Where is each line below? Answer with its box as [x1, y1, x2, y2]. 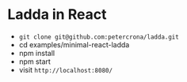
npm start [18, 57, 51, 66]
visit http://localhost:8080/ [18, 65, 113, 74]
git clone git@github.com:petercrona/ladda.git [18, 33, 179, 41]
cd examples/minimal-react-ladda [18, 39, 130, 49]
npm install [18, 48, 55, 58]
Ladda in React [7, 6, 107, 24]
